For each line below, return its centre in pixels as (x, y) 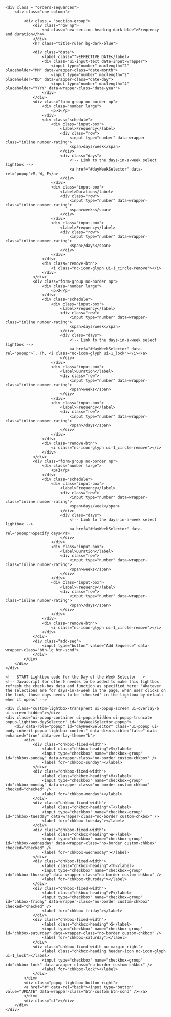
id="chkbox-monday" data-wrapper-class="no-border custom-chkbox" (78, 785)
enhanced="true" (23, 736)
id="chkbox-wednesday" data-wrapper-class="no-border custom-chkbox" (81, 843)
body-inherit (19, 731)
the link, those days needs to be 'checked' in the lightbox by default (84, 695)
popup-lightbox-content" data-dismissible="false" (90, 731)
